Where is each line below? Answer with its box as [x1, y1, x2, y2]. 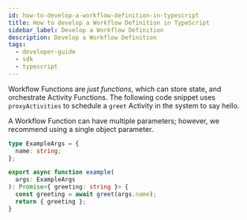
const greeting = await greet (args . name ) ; [15, 190, 157, 198]
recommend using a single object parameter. [8, 124, 154, 134]
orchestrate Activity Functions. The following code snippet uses [8, 92, 215, 102]
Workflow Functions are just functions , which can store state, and [8, 84, 222, 93]
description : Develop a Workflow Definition [8, 33, 157, 42]
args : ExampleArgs [15, 176, 77, 184]
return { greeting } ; [15, 197, 87, 205]
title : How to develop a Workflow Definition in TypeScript [8, 19, 211, 27]
